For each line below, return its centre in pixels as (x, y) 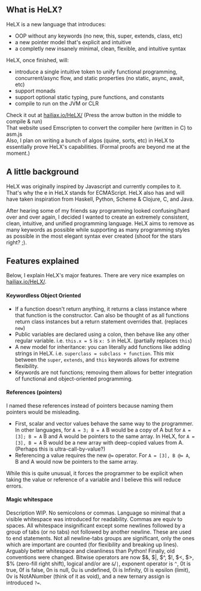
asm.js (14, 134)
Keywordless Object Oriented (44, 296)
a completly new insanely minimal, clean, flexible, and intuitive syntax (100, 48)
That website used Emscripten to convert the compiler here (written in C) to (99, 127)
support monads (35, 91)
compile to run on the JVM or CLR (57, 103)
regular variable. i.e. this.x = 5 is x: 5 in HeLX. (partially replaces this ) (103, 341)
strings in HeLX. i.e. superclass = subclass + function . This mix (95, 353)
